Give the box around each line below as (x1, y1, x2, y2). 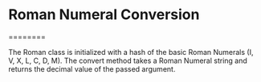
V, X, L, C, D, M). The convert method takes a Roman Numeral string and (8, 56, 247, 65)
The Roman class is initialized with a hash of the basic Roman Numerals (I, (8, 47, 254, 57)
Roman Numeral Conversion (8, 6, 200, 24)
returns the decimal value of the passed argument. (8, 64, 176, 73)
